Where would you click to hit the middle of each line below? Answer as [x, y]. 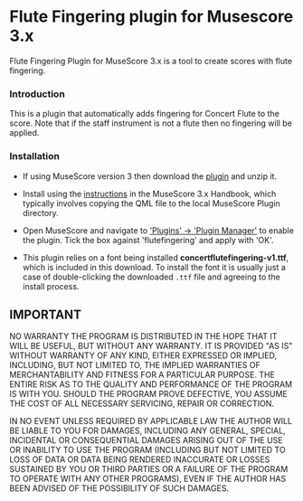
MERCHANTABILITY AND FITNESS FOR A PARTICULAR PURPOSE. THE [142, 375]
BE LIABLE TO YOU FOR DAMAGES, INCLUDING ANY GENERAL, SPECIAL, [148, 430]
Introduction [37, 94]
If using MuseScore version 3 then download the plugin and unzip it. [150, 176]
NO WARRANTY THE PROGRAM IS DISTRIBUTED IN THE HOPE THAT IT [143, 336]
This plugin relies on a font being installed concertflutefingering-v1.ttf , [156, 257]
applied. [24, 133]
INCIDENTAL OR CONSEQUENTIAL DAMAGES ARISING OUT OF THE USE [146, 440]
